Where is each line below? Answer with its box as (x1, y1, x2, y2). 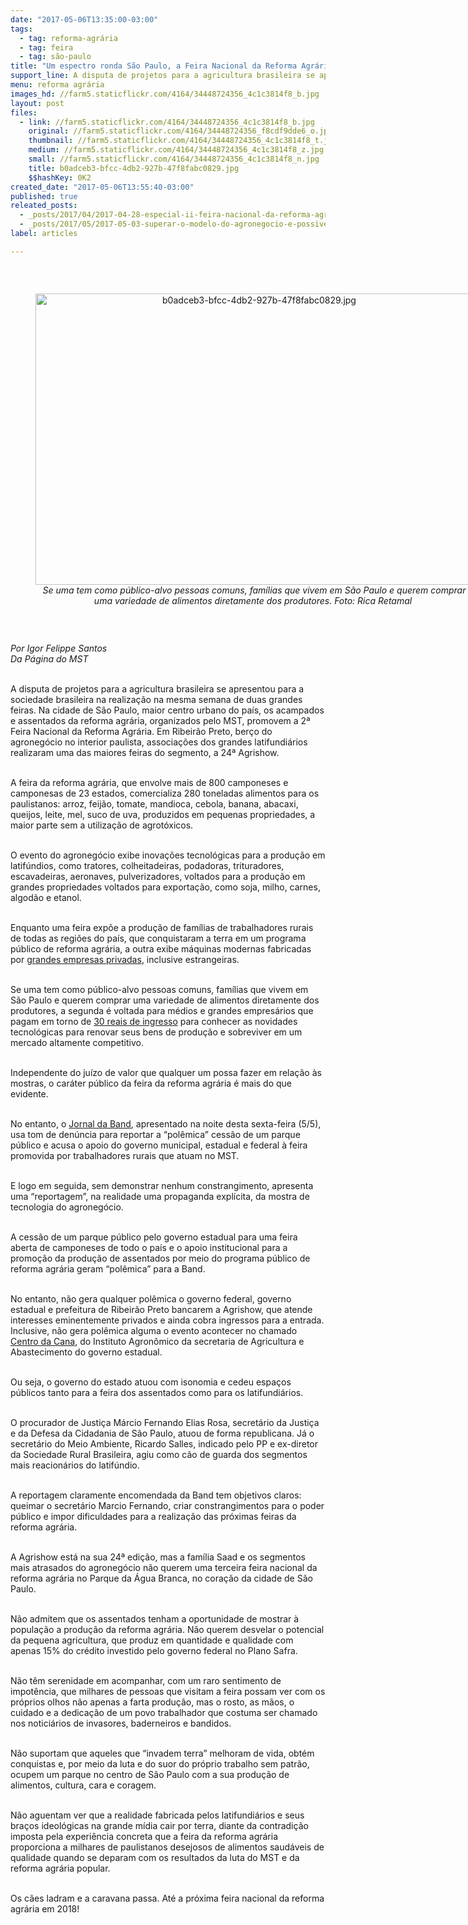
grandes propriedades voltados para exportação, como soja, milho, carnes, (10, 881, 321, 893)
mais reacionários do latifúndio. (10, 1459, 140, 1471)
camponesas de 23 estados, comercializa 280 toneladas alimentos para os (10, 787, 320, 799)
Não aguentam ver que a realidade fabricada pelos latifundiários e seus (10, 1809, 305, 1821)
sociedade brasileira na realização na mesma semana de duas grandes (10, 693, 303, 705)
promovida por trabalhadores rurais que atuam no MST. (10, 1149, 240, 1161)
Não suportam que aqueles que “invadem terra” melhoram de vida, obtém (10, 1747, 315, 1759)
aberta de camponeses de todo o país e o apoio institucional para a (10, 1241, 288, 1253)
